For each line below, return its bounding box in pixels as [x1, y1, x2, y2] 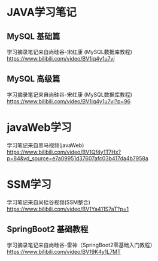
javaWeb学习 [7, 121, 72, 134]
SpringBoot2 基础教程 [7, 224, 89, 235]
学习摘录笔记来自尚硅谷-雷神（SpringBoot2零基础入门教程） [7, 241, 156, 248]
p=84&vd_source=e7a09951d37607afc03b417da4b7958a [7, 154, 148, 162]
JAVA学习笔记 [7, 5, 77, 19]
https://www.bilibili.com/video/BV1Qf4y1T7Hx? [7, 148, 121, 155]
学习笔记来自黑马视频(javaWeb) [7, 142, 84, 149]
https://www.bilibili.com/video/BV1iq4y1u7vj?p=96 [7, 97, 131, 105]
